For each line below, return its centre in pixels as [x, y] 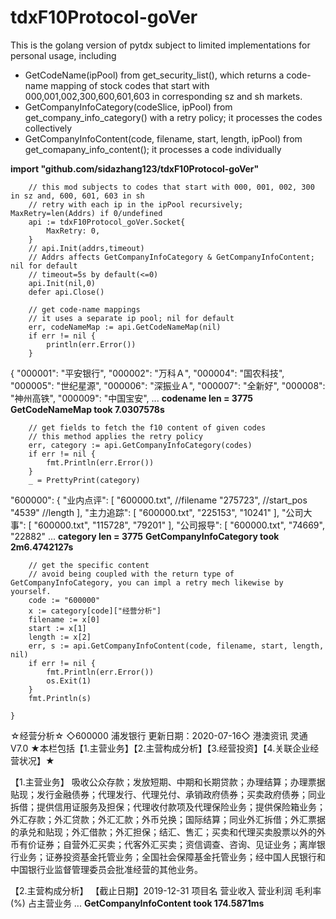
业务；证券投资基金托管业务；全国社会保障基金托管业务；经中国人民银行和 [172, 857]
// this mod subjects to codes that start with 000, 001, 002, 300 [171, 187]
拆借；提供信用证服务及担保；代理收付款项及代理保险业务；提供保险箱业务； [168, 807]
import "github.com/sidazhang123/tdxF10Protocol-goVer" [135, 168]
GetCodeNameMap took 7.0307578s [87, 409]
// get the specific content [89, 565]
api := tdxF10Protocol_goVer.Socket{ [107, 222]
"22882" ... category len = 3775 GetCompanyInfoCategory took [145, 536]
